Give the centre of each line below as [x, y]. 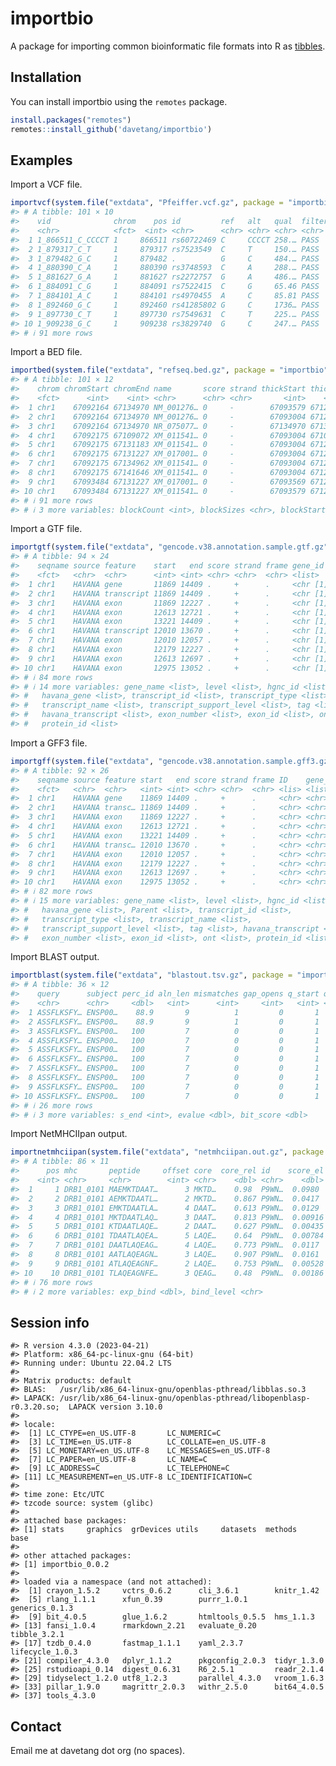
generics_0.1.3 [42, 1608]
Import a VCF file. [46, 184]
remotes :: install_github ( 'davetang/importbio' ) [111, 129]
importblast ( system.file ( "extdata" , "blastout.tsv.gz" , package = [151, 975]
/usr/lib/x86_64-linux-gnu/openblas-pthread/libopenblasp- [185, 1398]
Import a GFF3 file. [49, 743]
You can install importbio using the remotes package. [119, 101]
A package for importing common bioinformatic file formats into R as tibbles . [168, 46]
